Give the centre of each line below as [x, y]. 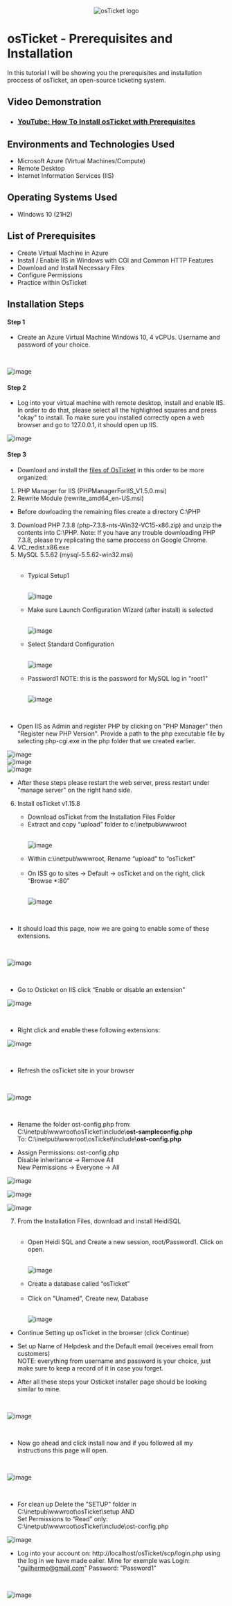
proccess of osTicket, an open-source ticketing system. [87, 80]
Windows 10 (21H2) [45, 214]
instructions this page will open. [63, 1450]
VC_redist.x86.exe [43, 547]
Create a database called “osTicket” [79, 1283]
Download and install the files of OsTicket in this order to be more [110, 470]
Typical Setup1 [48, 575]
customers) [34, 1353]
